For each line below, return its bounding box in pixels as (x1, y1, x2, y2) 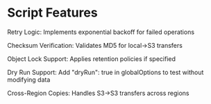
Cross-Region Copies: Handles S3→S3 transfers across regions (7, 89, 189, 97)
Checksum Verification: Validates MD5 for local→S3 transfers (7, 41, 183, 49)
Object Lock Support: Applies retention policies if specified (7, 54, 176, 63)
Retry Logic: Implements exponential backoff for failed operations (7, 28, 195, 36)
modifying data (7, 75, 51, 84)
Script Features (7, 5, 99, 21)
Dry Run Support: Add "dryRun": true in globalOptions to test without (7, 68, 204, 76)
